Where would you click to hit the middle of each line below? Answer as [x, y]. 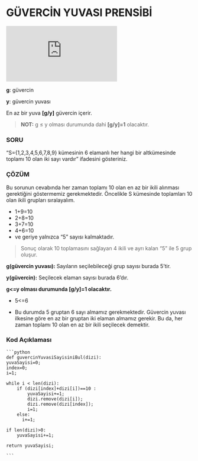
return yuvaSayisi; [30, 446]
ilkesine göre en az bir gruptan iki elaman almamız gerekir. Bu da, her [99, 318]
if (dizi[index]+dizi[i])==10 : [56, 389]
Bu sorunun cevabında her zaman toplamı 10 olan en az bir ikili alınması [92, 187]
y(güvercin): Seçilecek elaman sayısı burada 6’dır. [67, 277]
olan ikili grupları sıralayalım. [40, 200]
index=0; [17, 368]
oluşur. [29, 255]
